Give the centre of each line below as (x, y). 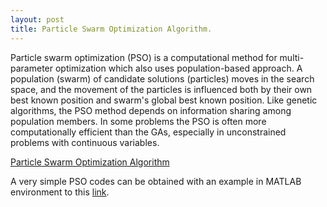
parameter (32, 68)
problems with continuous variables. (85, 142)
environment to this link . (60, 192)
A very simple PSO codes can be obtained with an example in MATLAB (156, 181)
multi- (292, 57)
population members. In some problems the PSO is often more (138, 121)
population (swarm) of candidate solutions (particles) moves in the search (162, 78)
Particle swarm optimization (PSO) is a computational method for (144, 57)
